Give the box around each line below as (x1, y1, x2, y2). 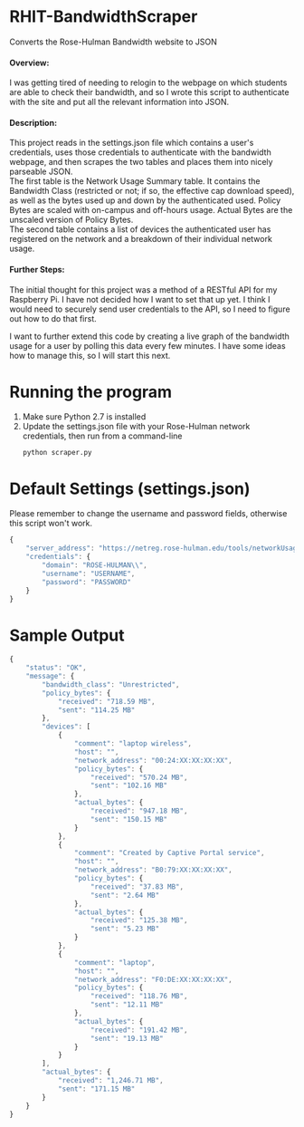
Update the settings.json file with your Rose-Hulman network (22, 421, 251, 432)
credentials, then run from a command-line (22, 430, 183, 441)
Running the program (9, 381, 173, 402)
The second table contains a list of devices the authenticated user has (9, 224, 271, 235)
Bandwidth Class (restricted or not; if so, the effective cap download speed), (9, 186, 295, 197)
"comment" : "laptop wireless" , (73, 739, 193, 748)
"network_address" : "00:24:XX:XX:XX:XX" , (73, 756, 233, 765)
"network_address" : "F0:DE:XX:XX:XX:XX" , (73, 975, 233, 984)
